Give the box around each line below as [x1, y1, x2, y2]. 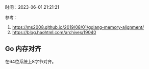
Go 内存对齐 [5, 45, 42, 53]
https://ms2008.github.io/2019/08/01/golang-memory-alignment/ [12, 24, 144, 30]
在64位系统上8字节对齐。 [5, 58, 56, 64]
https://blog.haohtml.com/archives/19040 [12, 30, 97, 35]
